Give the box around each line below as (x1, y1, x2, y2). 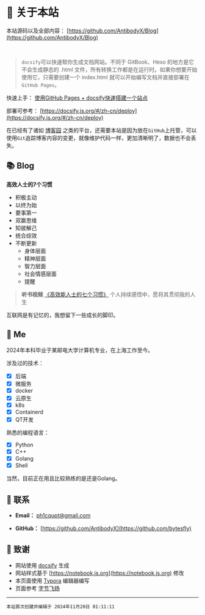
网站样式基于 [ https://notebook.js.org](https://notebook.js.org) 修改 (15, 569, 184, 577)
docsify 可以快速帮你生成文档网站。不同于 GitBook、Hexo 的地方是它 (21, 58, 194, 65)
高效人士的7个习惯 (6, 181, 53, 188)
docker (15, 387, 34, 394)
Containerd (15, 408, 44, 415)
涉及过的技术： (6, 359, 44, 366)
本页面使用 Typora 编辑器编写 (15, 577, 90, 584)
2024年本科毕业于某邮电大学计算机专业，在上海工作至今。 (6, 346, 154, 354)
